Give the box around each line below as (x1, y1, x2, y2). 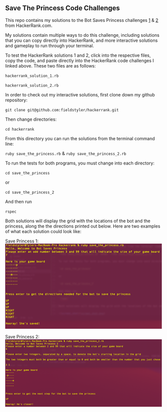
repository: (5, 97, 28, 103)
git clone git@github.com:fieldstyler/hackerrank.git (5, 107, 119, 112)
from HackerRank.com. (5, 22, 53, 28)
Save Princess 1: (5, 238, 39, 244)
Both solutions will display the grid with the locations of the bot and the (5, 218, 151, 224)
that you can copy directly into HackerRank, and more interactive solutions (5, 37, 158, 43)
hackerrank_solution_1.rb (5, 73, 59, 79)
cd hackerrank (5, 127, 35, 132)
